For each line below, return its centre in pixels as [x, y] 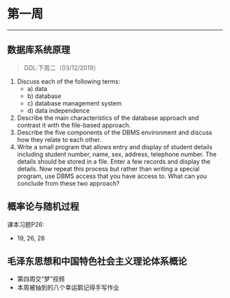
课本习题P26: [26, 224]
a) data [37, 88]
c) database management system [74, 103]
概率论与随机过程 [43, 207]
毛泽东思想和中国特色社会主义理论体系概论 [97, 261]
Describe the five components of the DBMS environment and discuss [115, 132]
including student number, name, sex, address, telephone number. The [117, 154]
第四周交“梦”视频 [41, 279]
